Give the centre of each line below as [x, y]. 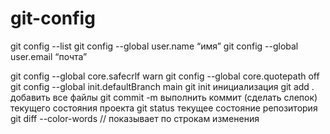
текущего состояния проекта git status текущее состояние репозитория [164, 108]
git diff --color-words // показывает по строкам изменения [135, 118]
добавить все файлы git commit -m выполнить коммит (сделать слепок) [164, 97]
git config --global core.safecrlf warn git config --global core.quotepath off [165, 76]
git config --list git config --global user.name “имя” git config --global [154, 46]
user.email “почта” [49, 56]
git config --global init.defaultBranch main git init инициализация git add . [162, 86]
